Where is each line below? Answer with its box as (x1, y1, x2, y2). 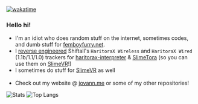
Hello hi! (6, 21, 31, 29)
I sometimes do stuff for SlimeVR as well (14, 67, 116, 74)
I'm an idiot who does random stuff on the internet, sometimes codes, (14, 34, 189, 42)
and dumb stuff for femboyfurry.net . (14, 41, 106, 48)
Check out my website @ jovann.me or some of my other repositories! (14, 79, 189, 87)
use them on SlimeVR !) (14, 60, 72, 68)
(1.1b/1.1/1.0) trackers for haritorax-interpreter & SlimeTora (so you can (14, 54, 188, 61)
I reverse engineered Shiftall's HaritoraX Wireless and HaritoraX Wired (14, 47, 193, 54)
